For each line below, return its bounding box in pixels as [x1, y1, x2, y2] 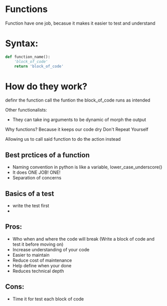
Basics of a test [5, 189, 54, 198]
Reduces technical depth [12, 268, 64, 274]
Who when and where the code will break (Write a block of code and [12, 236, 154, 242]
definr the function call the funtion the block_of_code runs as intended [5, 97, 150, 104]
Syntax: [5, 38, 39, 49]
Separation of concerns [12, 175, 62, 181]
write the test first [12, 202, 49, 209]
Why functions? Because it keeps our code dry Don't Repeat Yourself [5, 127, 149, 133]
